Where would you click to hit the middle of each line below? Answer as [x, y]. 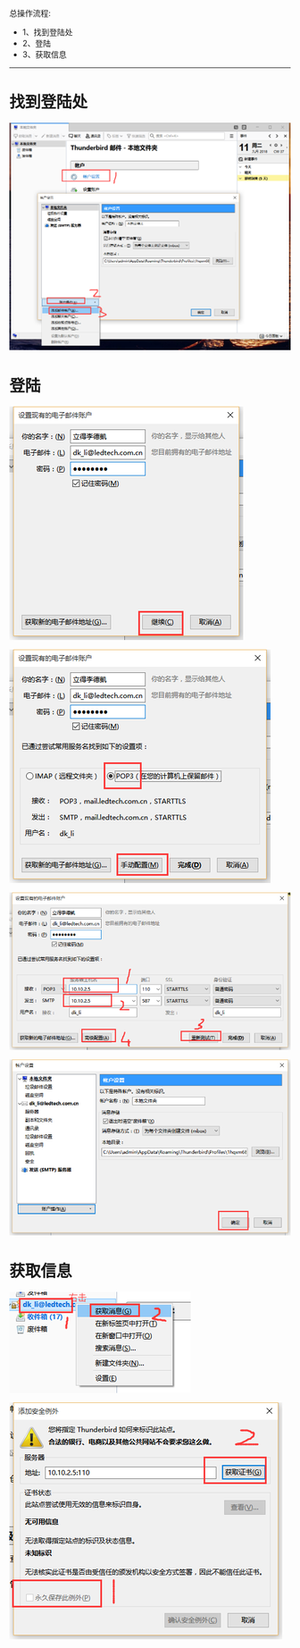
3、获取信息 [44, 55]
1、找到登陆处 [47, 32]
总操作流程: [30, 13]
